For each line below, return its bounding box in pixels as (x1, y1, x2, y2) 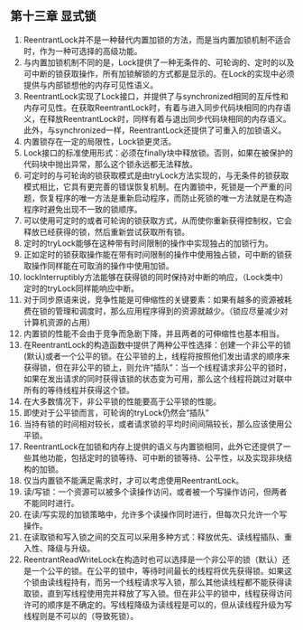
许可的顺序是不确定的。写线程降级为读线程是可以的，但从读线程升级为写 (23, 599, 292, 610)
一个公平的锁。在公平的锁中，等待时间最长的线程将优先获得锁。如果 (31, 565, 285, 576)
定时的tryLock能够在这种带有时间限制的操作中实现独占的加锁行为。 (23, 238, 273, 249)
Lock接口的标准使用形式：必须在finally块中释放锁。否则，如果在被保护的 (23, 147, 294, 158)
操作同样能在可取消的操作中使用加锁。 (31, 260, 174, 271)
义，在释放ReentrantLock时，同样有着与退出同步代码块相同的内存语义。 (23, 113, 291, 124)
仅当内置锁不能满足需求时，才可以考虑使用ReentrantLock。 (23, 475, 244, 485)
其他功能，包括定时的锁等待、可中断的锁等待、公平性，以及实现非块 (31, 452, 285, 463)
